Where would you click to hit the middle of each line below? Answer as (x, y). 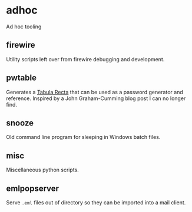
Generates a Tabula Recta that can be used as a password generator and (95, 92)
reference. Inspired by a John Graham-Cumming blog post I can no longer (96, 98)
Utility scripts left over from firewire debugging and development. (85, 59)
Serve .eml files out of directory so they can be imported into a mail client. (96, 203)
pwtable (21, 78)
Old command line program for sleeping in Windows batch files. (83, 137)
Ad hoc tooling (24, 26)
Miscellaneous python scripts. (43, 170)
